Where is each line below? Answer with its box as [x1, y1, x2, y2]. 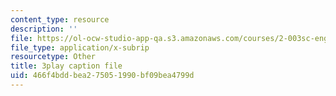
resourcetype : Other [10, 52, 97, 62]
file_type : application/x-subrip [10, 42, 150, 53]
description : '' [10, 24, 78, 34]
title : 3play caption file [10, 61, 123, 71]
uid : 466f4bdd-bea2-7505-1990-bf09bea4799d [10, 71, 195, 81]
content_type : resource [10, 14, 110, 25]
